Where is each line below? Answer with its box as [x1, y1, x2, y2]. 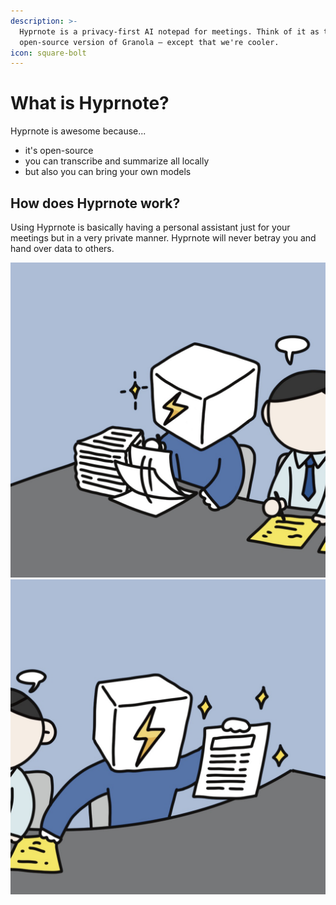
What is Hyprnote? [10, 92, 170, 115]
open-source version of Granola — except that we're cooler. [19, 37, 280, 47]
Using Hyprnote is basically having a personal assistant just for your [10, 221, 291, 233]
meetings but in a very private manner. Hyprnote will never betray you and [10, 232, 317, 244]
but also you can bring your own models [24, 166, 192, 178]
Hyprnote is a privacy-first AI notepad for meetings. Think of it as [19, 26, 320, 37]
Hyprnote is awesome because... [10, 125, 147, 137]
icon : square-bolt [10, 48, 87, 58]
